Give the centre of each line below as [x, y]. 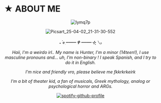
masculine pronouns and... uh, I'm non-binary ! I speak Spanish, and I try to [80, 57]
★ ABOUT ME [32, 9]
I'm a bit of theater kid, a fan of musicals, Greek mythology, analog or [80, 81]
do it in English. [80, 62]
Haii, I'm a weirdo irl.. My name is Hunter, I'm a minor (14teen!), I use [80, 52]
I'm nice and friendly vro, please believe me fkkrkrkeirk [80, 72]
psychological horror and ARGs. [80, 86]
